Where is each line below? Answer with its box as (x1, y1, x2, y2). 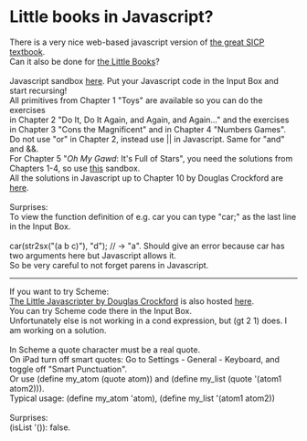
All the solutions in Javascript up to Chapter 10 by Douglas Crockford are (9, 172, 283, 184)
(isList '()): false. (9, 422, 71, 433)
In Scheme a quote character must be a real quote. (9, 344, 201, 355)
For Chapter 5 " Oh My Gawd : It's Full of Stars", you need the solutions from (9, 152, 293, 163)
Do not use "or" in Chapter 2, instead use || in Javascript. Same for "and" (9, 133, 285, 144)
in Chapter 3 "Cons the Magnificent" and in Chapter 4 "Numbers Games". (9, 123, 286, 134)
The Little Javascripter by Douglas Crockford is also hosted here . (9, 295, 254, 307)
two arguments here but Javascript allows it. (9, 249, 176, 261)
